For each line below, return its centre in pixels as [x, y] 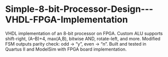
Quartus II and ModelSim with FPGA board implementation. [66, 49]
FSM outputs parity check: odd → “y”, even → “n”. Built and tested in [76, 44]
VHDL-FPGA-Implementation [66, 20]
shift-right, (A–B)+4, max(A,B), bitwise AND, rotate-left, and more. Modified [83, 39]
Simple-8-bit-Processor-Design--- [79, 9]
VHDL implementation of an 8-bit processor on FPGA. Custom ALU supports [84, 33]
